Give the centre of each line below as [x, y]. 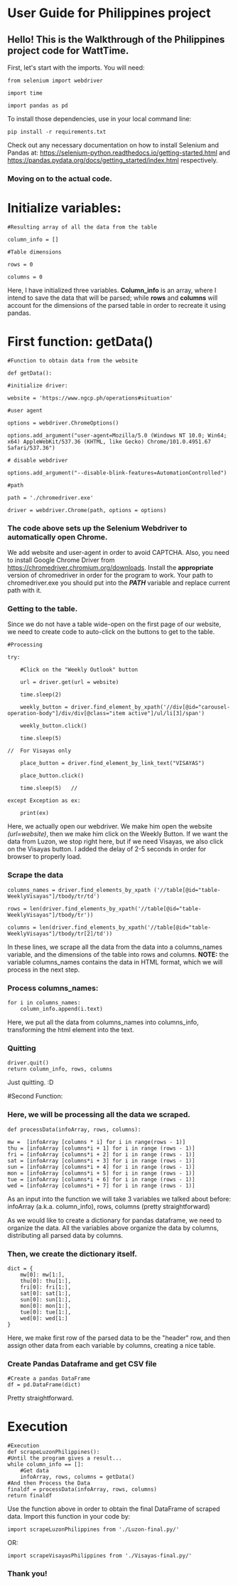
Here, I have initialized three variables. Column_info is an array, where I [112, 290]
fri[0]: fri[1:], [46, 1287]
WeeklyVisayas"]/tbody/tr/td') [54, 896]
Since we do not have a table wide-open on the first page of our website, [114, 624]
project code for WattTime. [68, 50]
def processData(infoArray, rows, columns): [74, 1129]
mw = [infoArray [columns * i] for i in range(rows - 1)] [97, 1142]
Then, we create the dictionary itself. [72, 1254]
